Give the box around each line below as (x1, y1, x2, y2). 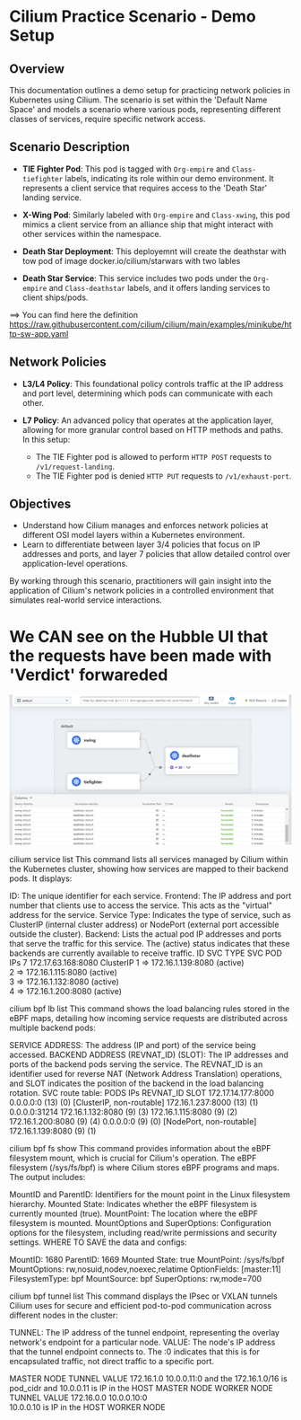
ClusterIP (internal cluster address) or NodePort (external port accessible (9, 919, 279, 930)
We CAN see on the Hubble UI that (9, 626, 269, 647)
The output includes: (9, 1171, 86, 1182)
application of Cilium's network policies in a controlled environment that (9, 586, 275, 596)
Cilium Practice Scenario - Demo (9, 6, 257, 27)
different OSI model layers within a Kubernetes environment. (21, 530, 245, 541)
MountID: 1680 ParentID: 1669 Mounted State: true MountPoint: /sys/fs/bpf (9, 1254, 285, 1265)
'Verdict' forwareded (9, 665, 168, 684)
